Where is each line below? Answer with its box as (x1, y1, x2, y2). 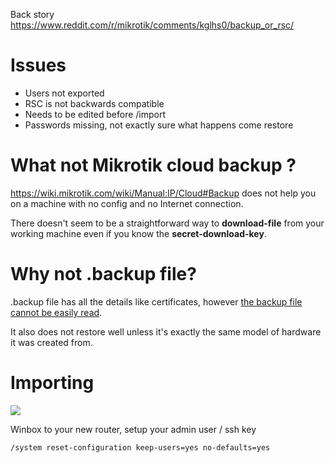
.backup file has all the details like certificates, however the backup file (10, 295, 303, 308)
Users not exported (24, 87, 105, 99)
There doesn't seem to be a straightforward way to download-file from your (10, 217, 325, 229)
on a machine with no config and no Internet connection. (10, 197, 244, 209)
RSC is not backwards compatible (24, 97, 165, 109)
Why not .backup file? (10, 263, 197, 286)
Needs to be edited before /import (24, 108, 167, 120)
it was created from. (10, 336, 93, 348)
